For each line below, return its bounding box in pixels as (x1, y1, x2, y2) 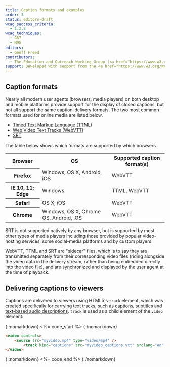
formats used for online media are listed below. (5, 112, 103, 118)
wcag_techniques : (5, 31, 42, 36)
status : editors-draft (5, 17, 53, 22)
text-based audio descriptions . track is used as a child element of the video (5, 308, 163, 314)
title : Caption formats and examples (5, 7, 85, 13)
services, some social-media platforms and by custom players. (22, 238, 153, 244)
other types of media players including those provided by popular (5, 233, 142, 239)
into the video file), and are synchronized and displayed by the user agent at (5, 264, 164, 270)
